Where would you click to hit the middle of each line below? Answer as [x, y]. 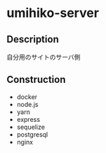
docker [27, 96]
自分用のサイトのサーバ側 [44, 57]
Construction [36, 80]
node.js [28, 104]
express [28, 119]
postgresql [32, 134]
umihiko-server [53, 13]
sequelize [31, 127]
